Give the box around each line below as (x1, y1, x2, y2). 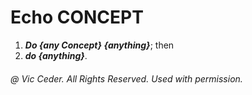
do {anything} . (24, 49, 88, 61)
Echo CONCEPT (10, 6, 144, 29)
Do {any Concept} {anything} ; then (24, 39, 175, 51)
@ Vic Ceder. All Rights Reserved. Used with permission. (10, 72, 243, 85)
